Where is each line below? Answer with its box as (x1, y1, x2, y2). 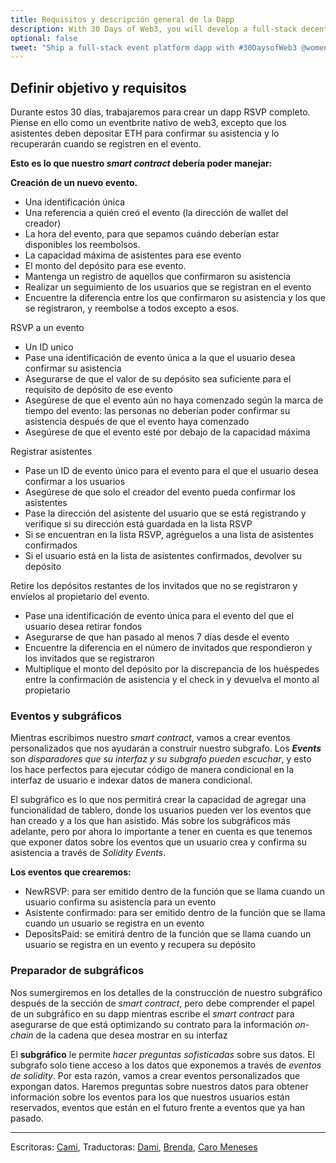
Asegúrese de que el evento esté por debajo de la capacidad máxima (24, 426, 311, 438)
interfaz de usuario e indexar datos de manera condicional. (10, 774, 253, 786)
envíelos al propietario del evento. (10, 591, 150, 603)
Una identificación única (24, 196, 126, 208)
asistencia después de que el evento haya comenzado (24, 416, 250, 428)
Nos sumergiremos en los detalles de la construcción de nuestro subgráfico (10, 986, 323, 998)
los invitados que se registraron (24, 652, 155, 665)
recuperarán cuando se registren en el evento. (10, 138, 202, 150)
